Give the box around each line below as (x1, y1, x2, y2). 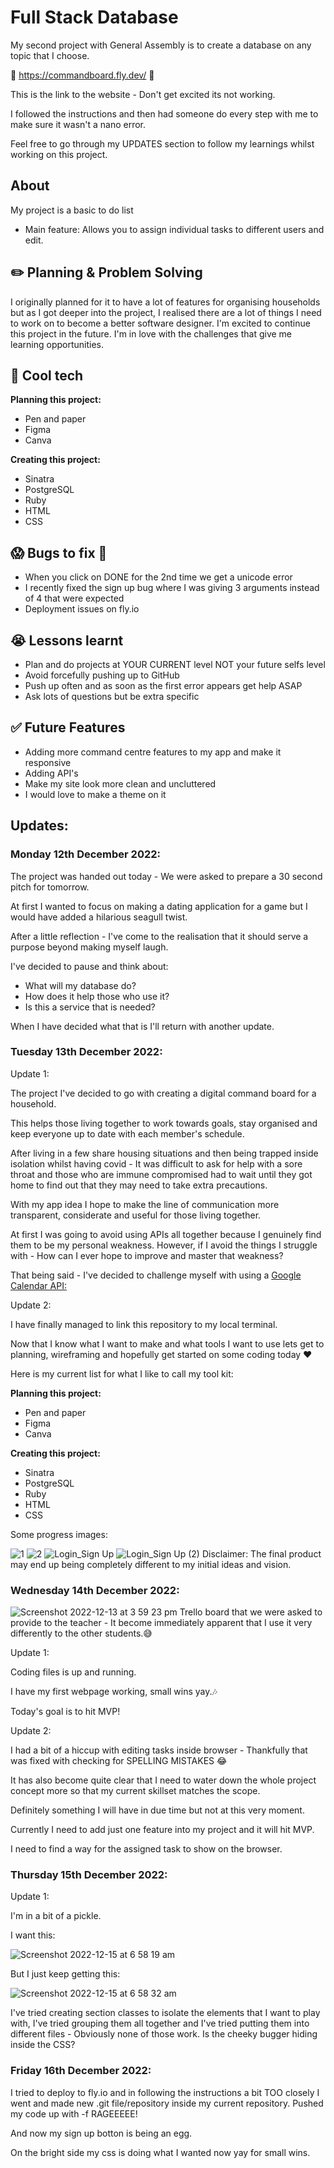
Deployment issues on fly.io (24, 603, 140, 615)
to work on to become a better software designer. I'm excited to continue (10, 317, 311, 329)
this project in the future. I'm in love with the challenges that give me (10, 327, 293, 340)
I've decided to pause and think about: (10, 960, 169, 972)
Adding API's (24, 767, 79, 779)
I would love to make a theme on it (24, 788, 167, 800)
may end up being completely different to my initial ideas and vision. (10, 1558, 292, 1570)
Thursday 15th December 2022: (10, 1868, 168, 1882)
